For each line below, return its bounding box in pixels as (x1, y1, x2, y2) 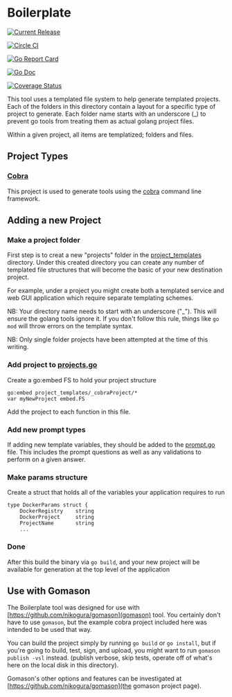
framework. (7, 194, 40, 202)
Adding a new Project (7, 215, 102, 227)
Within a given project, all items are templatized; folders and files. (7, 130, 194, 139)
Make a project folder (7, 235, 81, 245)
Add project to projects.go (7, 360, 98, 370)
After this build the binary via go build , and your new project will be (7, 558, 200, 566)
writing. (7, 343, 29, 351)
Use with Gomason (7, 585, 91, 597)
